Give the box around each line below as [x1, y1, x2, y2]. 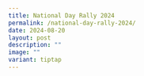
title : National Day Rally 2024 [8, 11, 115, 20]
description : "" [8, 41, 62, 49]
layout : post [8, 33, 51, 42]
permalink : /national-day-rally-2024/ [8, 19, 136, 27]
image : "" [8, 48, 41, 56]
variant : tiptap [8, 56, 62, 64]
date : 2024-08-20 [8, 26, 66, 34]
